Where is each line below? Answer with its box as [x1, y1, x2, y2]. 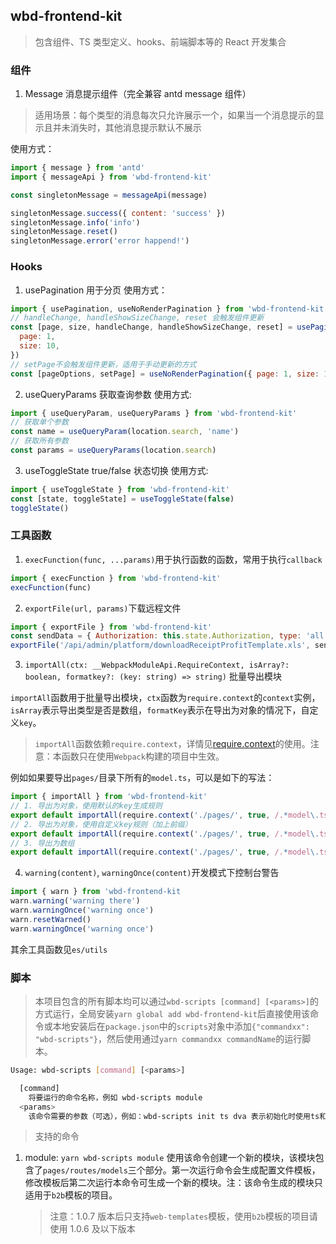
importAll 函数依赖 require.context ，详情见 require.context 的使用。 [34, 738, 311, 750]
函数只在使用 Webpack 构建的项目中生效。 [61, 750, 225, 763]
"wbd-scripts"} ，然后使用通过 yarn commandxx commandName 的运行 [34, 1033, 303, 1044]
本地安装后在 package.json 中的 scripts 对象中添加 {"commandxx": [52, 1020, 310, 1032]
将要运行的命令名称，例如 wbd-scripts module [28, 1092, 203, 1103]
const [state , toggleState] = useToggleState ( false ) [10, 494, 235, 504]
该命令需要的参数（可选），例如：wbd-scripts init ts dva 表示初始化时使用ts [28, 1111, 320, 1121]
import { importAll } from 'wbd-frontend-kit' [10, 792, 208, 802]
